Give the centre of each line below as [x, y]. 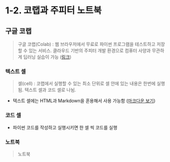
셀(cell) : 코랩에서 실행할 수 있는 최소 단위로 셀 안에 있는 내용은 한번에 [87, 84]
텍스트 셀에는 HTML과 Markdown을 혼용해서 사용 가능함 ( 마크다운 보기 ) [84, 101]
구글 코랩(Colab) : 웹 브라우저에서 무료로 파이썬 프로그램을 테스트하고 [87, 44]
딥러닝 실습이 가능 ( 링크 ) [47, 57]
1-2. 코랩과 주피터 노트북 [53, 10]
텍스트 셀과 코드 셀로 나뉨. [50, 90]
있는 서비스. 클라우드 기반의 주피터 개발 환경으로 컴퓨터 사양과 [90, 51]
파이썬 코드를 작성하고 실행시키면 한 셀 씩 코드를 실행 [65, 127]
